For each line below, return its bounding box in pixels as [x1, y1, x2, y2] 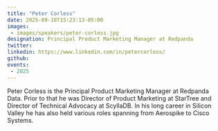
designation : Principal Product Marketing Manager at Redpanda [7, 36, 194, 43]
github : [7, 55, 30, 62]
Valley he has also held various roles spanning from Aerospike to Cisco [7, 108, 210, 117]
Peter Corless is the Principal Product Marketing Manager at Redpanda [7, 87, 210, 95]
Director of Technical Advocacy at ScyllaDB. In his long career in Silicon [7, 101, 212, 110]
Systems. [7, 116, 34, 124]
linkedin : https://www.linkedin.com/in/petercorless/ [7, 49, 166, 56]
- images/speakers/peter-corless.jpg [10, 29, 119, 37]
